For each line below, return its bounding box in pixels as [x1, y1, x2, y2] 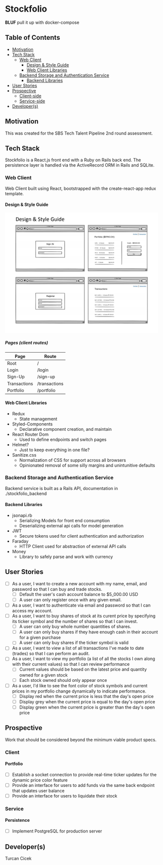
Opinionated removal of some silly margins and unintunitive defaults [19, 462, 155, 468]
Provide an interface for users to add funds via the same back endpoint [12, 782, 155, 788]
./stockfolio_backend [5, 491, 47, 496]
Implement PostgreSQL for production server [12, 828, 102, 834]
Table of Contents [5, 34, 61, 42]
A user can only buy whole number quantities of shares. [19, 624, 131, 629]
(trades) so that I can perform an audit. [12, 651, 90, 657]
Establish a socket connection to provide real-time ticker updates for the [12, 771, 157, 778]
